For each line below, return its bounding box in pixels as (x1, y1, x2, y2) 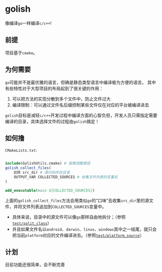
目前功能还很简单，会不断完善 (5, 262, 65, 268)
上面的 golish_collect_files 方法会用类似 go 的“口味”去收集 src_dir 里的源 (5, 197, 149, 203)
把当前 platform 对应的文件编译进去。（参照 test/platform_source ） (12, 232, 144, 238)
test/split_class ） (12, 220, 52, 226)
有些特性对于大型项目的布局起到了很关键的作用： (5, 85, 103, 91)
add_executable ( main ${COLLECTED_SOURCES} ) (5, 188, 95, 193)
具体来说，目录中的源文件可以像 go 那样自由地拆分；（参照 (12, 214, 126, 220)
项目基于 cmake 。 (5, 50, 38, 56)
